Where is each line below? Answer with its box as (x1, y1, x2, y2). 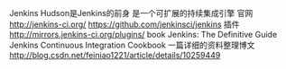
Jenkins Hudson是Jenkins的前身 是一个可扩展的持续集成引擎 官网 (9, 8, 254, 18)
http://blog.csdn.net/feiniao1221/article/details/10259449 (9, 50, 221, 60)
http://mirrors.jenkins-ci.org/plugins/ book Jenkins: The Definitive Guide (9, 30, 278, 39)
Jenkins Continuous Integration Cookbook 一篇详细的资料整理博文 (9, 39, 255, 50)
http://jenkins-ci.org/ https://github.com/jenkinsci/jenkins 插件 (9, 19, 240, 30)
